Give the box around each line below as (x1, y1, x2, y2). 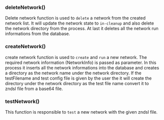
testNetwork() (5, 98, 40, 105)
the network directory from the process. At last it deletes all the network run (5, 26, 159, 31)
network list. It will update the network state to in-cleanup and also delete (5, 20, 154, 26)
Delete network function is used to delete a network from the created (5, 15, 146, 21)
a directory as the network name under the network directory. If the (5, 70, 141, 76)
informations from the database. (5, 31, 70, 37)
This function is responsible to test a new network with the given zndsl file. (5, 109, 158, 115)
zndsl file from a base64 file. (5, 86, 63, 91)
